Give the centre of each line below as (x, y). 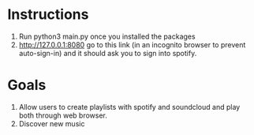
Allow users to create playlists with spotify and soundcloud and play (129, 107)
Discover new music (52, 123)
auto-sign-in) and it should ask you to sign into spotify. (108, 53)
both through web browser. (63, 115)
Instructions (48, 15)
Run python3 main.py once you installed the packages (107, 36)
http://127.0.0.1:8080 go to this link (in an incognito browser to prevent (132, 44)
